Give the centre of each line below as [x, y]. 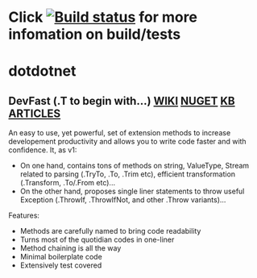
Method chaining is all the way [70, 248]
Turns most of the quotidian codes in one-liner [97, 240]
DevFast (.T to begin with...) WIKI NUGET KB [122, 101]
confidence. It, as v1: [43, 150]
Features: [24, 216]
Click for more [103, 17]
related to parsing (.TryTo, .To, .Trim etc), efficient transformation [128, 174]
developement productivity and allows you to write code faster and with [128, 142]
